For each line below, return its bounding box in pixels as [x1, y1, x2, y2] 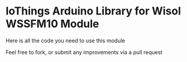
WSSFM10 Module [5, 17, 100, 31]
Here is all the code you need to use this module [5, 37, 126, 44]
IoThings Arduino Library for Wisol [5, 4, 182, 18]
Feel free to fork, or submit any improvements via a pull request [5, 48, 163, 55]
